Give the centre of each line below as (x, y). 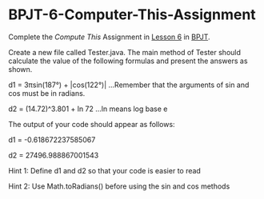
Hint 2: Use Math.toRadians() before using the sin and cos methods (119, 186)
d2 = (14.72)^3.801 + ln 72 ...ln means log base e (88, 109)
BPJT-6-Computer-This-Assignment (132, 15)
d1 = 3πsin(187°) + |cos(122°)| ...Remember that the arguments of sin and (129, 85)
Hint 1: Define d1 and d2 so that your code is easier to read (105, 170)
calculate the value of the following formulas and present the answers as (128, 61)
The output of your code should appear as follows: (92, 124)
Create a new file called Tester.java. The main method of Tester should (125, 52)
